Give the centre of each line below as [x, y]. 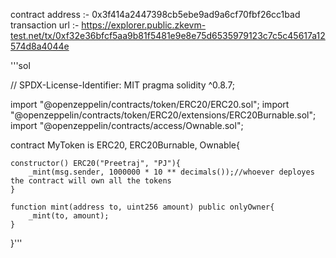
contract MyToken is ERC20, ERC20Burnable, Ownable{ [125, 145]
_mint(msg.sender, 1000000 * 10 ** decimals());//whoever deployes [171, 172]
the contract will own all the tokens [91, 181]
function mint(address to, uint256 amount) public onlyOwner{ [142, 207]
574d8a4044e [40, 46]
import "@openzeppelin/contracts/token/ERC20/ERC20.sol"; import [150, 104]
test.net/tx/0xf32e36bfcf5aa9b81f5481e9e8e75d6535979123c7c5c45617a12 [168, 35]
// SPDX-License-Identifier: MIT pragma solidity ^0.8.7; [123, 85]
